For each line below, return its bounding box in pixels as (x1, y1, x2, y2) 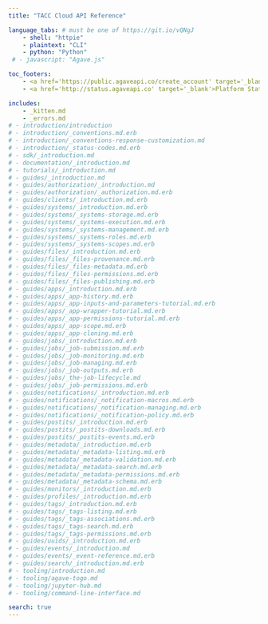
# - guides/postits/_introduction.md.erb (8, 418, 148, 427)
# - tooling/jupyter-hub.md (8, 582, 102, 590)
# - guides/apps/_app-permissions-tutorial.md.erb (8, 314, 180, 323)
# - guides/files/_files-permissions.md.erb (8, 270, 159, 278)
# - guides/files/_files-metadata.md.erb (8, 263, 148, 271)
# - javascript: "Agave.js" (11, 56, 105, 64)
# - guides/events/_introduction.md (8, 544, 130, 553)
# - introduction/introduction (8, 121, 112, 130)
